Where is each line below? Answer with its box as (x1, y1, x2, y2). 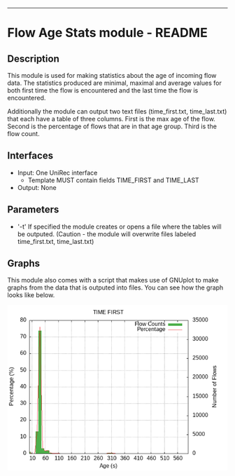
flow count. (7, 130, 40, 137)
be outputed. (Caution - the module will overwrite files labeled (17, 229, 197, 238)
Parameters (7, 204, 59, 216)
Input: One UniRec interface (17, 168, 98, 177)
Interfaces (7, 150, 54, 162)
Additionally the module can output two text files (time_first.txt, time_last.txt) (7, 107, 227, 116)
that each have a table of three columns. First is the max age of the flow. (7, 115, 215, 123)
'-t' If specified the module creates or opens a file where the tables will (17, 222, 222, 231)
